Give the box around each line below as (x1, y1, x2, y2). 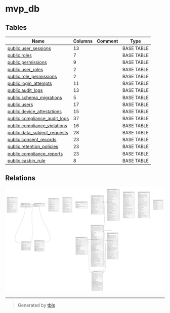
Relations (5, 174, 36, 182)
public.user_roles (7, 66, 44, 72)
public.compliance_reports (7, 150, 63, 156)
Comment (97, 38, 118, 44)
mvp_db (5, 3, 40, 15)
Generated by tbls (17, 302, 56, 308)
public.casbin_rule (7, 158, 46, 164)
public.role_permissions (7, 73, 57, 79)
